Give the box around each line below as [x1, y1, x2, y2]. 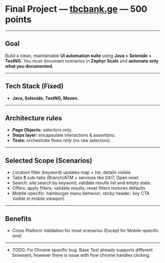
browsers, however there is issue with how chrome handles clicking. [12, 252, 151, 258]
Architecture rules [5, 114, 62, 122]
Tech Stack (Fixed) [5, 82, 64, 91]
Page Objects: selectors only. [12, 127, 73, 133]
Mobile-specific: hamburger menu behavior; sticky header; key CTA [12, 191, 150, 197]
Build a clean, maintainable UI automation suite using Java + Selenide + [5, 53, 152, 59]
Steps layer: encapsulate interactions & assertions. [12, 132, 116, 138]
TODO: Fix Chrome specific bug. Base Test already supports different [12, 247, 153, 253]
